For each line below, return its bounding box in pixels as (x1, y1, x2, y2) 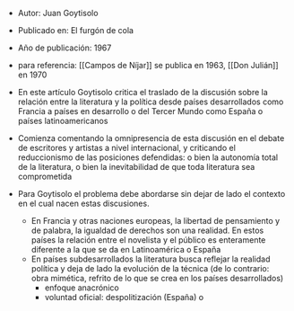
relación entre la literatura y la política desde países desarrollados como (17, 96, 284, 107)
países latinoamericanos (17, 116, 108, 126)
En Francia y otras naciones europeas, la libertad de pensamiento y (30, 216, 281, 226)
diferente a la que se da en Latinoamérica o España (30, 244, 221, 254)
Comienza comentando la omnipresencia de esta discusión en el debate (17, 133, 285, 143)
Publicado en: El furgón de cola (17, 25, 134, 35)
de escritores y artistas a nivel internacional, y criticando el (17, 143, 236, 153)
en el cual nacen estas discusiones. (17, 198, 150, 209)
